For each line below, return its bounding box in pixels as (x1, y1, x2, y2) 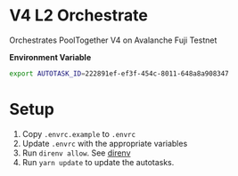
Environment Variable (9, 52, 92, 62)
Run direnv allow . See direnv (21, 148, 131, 158)
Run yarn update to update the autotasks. (21, 156, 175, 167)
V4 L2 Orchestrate (9, 5, 149, 26)
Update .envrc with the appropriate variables (21, 138, 188, 148)
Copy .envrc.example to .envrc (21, 128, 136, 139)
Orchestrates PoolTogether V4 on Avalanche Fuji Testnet (9, 35, 217, 45)
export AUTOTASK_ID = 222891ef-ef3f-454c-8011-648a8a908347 (9, 68, 229, 78)
